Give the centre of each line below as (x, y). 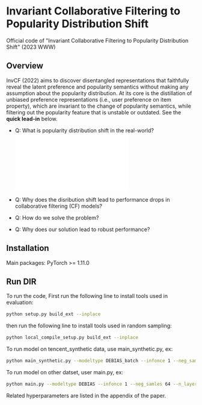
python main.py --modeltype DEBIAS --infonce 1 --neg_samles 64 (88, 384)
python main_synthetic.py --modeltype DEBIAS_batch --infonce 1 (88, 361)
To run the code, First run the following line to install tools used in (87, 296)
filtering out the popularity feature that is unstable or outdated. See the (94, 112)
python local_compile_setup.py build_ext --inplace (72, 338)
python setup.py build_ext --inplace (54, 314)
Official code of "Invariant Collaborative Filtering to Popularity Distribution (97, 40)
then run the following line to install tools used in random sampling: (89, 326)
